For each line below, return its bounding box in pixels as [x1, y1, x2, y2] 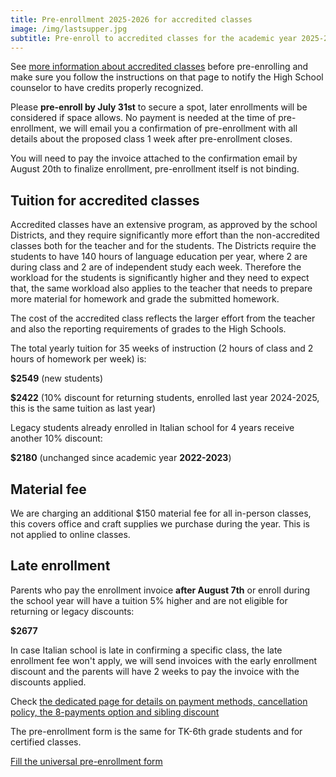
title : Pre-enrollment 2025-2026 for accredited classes [10, 14, 253, 25]
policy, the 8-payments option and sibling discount [10, 706, 220, 718]
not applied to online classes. [10, 529, 131, 540]
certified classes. [10, 736, 82, 748]
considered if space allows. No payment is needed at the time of [10, 112, 277, 124]
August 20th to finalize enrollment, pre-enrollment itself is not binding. [10, 163, 300, 175]
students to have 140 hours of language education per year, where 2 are [10, 251, 308, 263]
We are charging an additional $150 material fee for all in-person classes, [10, 507, 312, 519]
